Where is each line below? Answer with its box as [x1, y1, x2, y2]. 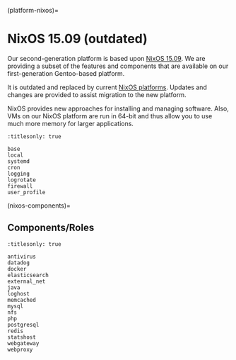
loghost [7, 290, 30, 297]
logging [7, 170, 30, 177]
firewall [7, 182, 33, 190]
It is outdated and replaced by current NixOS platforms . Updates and [7, 83, 207, 91]
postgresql [7, 321, 40, 328]
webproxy [7, 346, 33, 353]
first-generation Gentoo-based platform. [7, 69, 125, 77]
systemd [7, 157, 30, 165]
